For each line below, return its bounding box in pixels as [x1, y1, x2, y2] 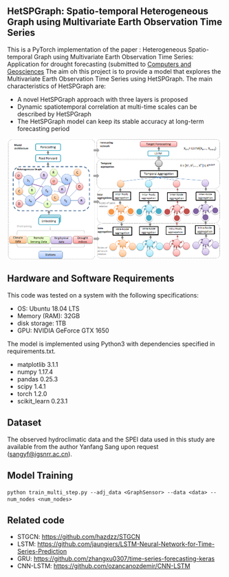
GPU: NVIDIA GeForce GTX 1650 [17, 326, 109, 335]
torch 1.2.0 [17, 389, 47, 398]
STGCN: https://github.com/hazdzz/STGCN [17, 533, 140, 541]
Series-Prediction [17, 547, 67, 556]
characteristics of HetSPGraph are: [7, 82, 107, 90]
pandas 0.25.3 [17, 375, 58, 383]
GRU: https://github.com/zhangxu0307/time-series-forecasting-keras [17, 554, 215, 563]
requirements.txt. [7, 347, 56, 355]
